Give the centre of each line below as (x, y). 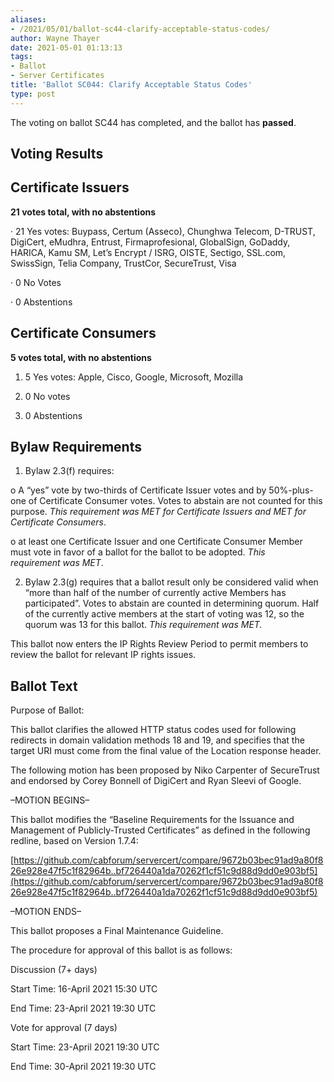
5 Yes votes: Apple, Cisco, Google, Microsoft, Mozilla (134, 377)
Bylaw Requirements (76, 447)
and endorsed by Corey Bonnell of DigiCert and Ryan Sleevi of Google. (156, 781)
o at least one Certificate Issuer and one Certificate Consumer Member (156, 542)
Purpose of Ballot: (47, 710)
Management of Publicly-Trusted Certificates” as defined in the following (160, 830)
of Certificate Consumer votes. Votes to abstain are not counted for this (175, 501)
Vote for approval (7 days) (64, 1028)
